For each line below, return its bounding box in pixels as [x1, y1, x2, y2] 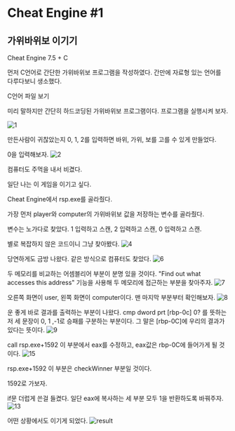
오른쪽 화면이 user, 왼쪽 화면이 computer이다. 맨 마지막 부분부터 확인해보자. [7, 293, 216, 301]
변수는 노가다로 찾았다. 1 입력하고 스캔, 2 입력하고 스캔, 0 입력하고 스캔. [7, 225, 202, 233]
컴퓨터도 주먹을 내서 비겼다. [7, 165, 83, 173]
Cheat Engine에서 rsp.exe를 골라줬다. [7, 195, 112, 203]
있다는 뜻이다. [7, 326, 46, 334]
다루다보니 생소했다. [7, 77, 62, 85]
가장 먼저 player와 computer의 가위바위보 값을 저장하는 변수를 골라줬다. [7, 210, 205, 218]
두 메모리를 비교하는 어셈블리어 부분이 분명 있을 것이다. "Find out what [7, 270, 201, 278]
